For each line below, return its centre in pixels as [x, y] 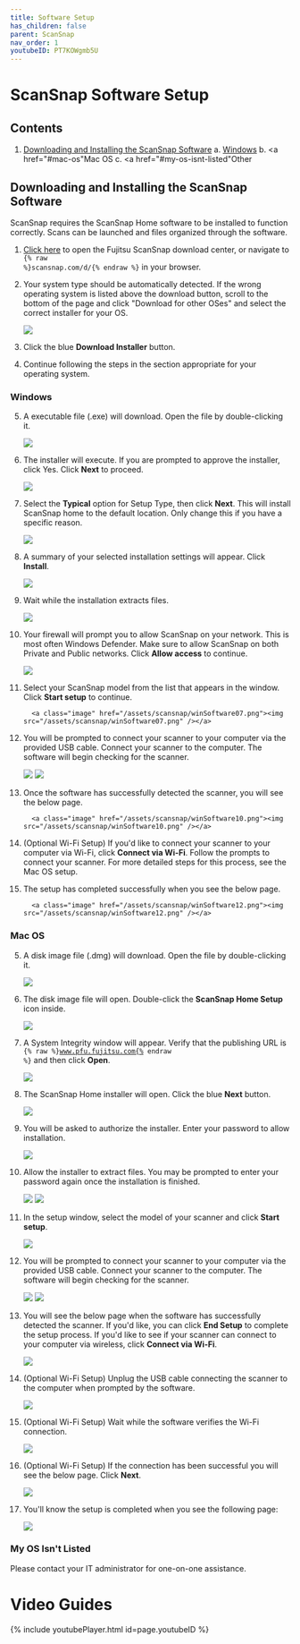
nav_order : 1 [34, 43]
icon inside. [44, 1009]
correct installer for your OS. [75, 312]
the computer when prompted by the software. [109, 1387]
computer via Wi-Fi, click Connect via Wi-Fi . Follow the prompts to [146, 853]
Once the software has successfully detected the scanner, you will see [153, 793]
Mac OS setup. [50, 872]
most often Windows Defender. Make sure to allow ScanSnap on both [151, 644]
